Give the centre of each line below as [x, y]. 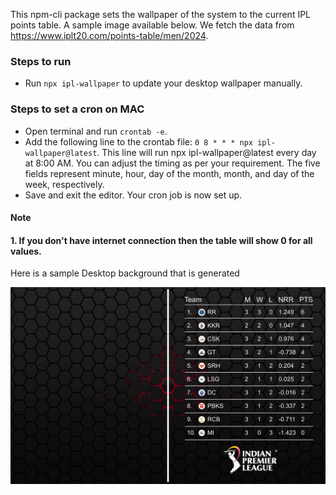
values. [26, 251]
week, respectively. [64, 184]
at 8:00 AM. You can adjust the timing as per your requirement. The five [172, 163]
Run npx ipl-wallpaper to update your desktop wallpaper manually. [163, 83]
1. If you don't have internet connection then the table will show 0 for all [161, 240]
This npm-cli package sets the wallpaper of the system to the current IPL [161, 14]
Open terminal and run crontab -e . [96, 131]
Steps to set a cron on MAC [77, 109]
